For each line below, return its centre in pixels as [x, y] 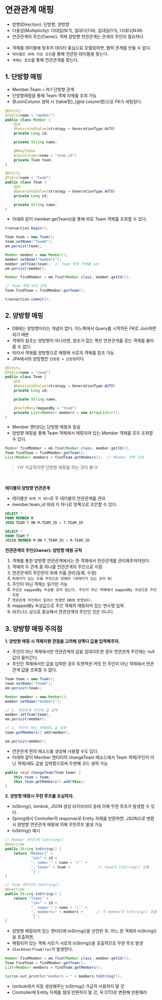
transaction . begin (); [27, 228]
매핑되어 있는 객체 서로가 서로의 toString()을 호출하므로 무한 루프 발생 [78, 943]
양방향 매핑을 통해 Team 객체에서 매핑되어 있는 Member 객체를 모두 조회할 [82, 433]
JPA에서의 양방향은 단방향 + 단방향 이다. [49, 358]
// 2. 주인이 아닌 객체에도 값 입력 [36, 728]
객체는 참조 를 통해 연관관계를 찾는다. [45, 60]
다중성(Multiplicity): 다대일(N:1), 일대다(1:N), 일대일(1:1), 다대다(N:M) [77, 30]
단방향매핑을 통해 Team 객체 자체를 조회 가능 [54, 95]
